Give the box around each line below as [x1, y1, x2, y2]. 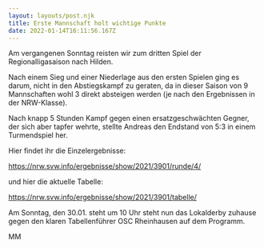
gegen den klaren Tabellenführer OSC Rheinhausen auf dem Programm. [8, 217, 246, 226]
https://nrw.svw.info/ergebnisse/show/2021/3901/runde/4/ [8, 162, 202, 171]
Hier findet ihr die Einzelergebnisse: [8, 146, 126, 156]
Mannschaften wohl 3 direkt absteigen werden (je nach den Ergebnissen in [8, 90, 255, 99]
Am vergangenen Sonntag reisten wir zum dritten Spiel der [8, 49, 202, 58]
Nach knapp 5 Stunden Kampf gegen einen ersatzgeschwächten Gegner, [8, 114, 250, 123]
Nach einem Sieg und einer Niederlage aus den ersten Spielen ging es [8, 73, 240, 82]
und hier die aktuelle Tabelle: [8, 177, 104, 186]
